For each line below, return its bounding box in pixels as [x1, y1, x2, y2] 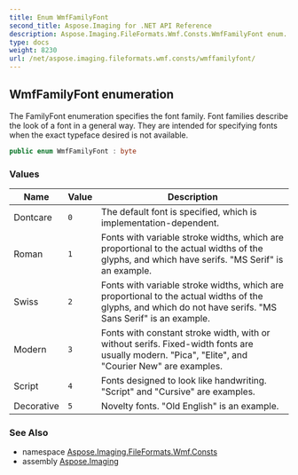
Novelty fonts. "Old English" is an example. [100, 400, 279, 412]
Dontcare [13, 210, 53, 223]
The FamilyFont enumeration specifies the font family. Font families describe [9, 110, 288, 121]
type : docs [9, 37, 50, 47]
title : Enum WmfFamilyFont [9, 12, 109, 22]
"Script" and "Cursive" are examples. [100, 385, 255, 398]
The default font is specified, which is [100, 205, 257, 218]
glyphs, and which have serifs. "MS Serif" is [100, 253, 284, 265]
